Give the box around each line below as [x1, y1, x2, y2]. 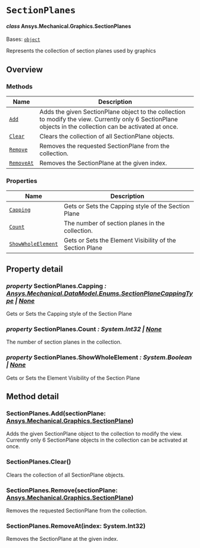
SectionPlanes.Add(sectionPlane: [6, 409, 106, 417]
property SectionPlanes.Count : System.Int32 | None [6, 325, 162, 333]
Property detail [6, 264, 64, 274]
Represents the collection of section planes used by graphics [6, 47, 157, 55]
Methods [6, 82, 33, 90]
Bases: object [6, 36, 40, 43]
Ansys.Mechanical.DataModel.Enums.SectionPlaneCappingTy [6, 289, 193, 297]
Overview [6, 64, 43, 74]
